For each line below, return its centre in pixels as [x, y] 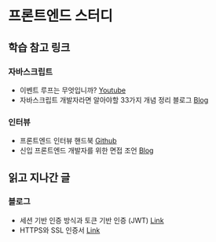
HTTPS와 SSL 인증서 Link [60, 230]
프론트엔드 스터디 [60, 16]
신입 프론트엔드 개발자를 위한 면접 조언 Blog [86, 150]
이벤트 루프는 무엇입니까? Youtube [73, 90]
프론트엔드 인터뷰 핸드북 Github [68, 141]
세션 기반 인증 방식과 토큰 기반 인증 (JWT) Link [92, 220]
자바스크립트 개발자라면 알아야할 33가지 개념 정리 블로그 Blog [114, 99]
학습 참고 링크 [39, 47]
